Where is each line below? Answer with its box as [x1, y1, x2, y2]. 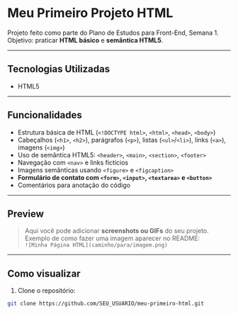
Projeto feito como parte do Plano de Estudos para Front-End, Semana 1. [7, 28, 219, 37]
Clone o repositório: [17, 286, 76, 295]
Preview [7, 208, 45, 220]
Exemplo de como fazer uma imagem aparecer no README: [24, 234, 200, 242]
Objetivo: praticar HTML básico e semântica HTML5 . [7, 35, 164, 44]
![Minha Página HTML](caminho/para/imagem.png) [24, 242, 168, 249]
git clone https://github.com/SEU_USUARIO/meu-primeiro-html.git [7, 300, 204, 308]
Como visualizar [7, 267, 81, 279]
